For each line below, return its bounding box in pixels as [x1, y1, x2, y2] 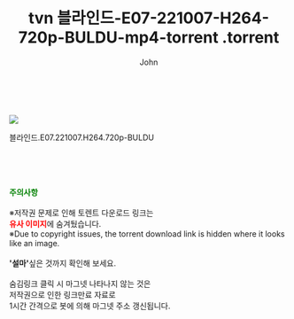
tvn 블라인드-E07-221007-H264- [27, 8, 270, 28]
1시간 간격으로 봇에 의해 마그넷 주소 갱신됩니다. [9, 300, 171, 311]
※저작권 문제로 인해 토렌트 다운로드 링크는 [9, 207, 154, 218]
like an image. [9, 237, 60, 248]
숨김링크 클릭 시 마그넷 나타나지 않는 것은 [9, 278, 151, 289]
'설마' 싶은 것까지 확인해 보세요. [9, 258, 117, 268]
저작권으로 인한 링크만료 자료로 [9, 289, 117, 300]
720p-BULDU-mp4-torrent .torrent [18, 27, 280, 48]
